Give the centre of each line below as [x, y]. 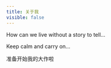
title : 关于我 [23, 12]
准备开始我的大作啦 [30, 58]
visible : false [25, 17]
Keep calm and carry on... [38, 46]
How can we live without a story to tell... [56, 34]
